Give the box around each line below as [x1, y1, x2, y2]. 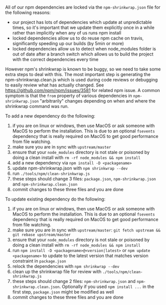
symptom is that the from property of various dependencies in [5, 92, 132, 98]
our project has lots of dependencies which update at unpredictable [12, 19, 152, 25]
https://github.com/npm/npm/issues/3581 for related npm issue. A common [5, 87, 161, 93]
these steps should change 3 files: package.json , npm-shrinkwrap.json [12, 176, 156, 181]
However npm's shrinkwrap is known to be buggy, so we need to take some [5, 66, 161, 72]
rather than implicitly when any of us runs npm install [12, 30, 121, 35]
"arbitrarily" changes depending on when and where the [39, 98, 156, 104]
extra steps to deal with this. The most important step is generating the [5, 71, 151, 77]
